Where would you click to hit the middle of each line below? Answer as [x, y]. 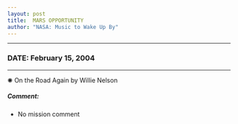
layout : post [27, 14]
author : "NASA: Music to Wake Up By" [63, 27]
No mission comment [49, 114]
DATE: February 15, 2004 [51, 58]
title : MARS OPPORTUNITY [45, 20]
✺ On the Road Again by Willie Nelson [63, 80]
